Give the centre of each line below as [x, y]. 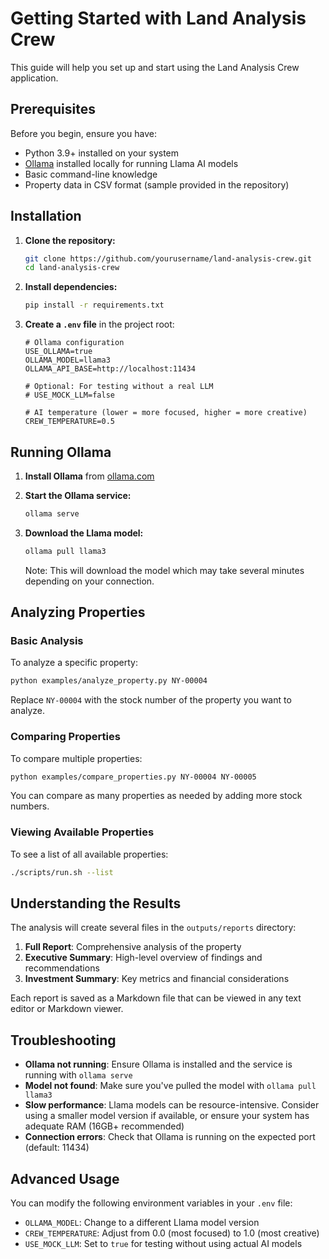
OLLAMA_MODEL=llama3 [67, 360]
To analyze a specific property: [74, 663]
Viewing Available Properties [82, 832]
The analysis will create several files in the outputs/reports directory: [153, 928]
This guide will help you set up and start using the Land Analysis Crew [155, 67]
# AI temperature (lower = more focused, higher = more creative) [166, 413]
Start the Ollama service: [78, 495]
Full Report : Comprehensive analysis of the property [133, 947]
